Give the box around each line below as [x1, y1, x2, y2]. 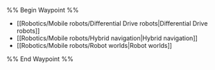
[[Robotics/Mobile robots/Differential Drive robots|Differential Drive [16, 19, 208, 27]
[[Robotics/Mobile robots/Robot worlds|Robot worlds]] [16, 42, 173, 49]
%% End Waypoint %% [6, 55, 74, 63]
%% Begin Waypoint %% [6, 6, 79, 14]
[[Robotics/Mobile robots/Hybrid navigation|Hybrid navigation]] [16, 34, 198, 42]
